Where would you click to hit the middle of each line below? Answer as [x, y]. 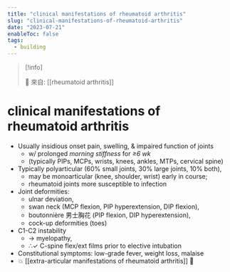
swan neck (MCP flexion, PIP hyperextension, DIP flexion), [114, 206]
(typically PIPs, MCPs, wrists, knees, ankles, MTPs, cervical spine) [126, 161]
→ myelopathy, [50, 238]
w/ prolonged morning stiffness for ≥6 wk [89, 153]
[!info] [33, 67]
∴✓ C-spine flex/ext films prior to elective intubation [105, 246]
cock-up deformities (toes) [68, 223]
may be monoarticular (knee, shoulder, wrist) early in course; [118, 176]
